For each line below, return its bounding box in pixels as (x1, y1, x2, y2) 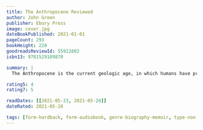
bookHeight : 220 (6, 43, 47, 49)
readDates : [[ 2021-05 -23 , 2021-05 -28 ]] (6, 98, 107, 104)
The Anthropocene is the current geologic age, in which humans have (11, 70, 190, 76)
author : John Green (6, 15, 56, 21)
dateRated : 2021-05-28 (6, 103, 63, 109)
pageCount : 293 (6, 37, 45, 43)
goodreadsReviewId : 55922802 (6, 48, 80, 54)
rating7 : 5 (6, 87, 34, 93)
